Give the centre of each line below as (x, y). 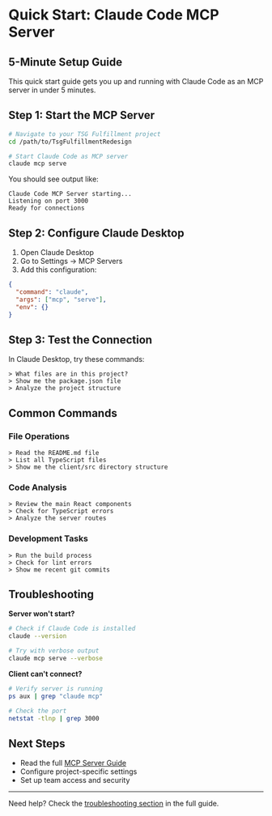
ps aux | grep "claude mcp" (56, 696)
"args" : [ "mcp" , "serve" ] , (61, 300)
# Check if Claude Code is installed (72, 629)
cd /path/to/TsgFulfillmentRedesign (70, 142)
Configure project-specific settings (79, 771)
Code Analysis (38, 487)
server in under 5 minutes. (52, 90)
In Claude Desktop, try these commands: (76, 359)
